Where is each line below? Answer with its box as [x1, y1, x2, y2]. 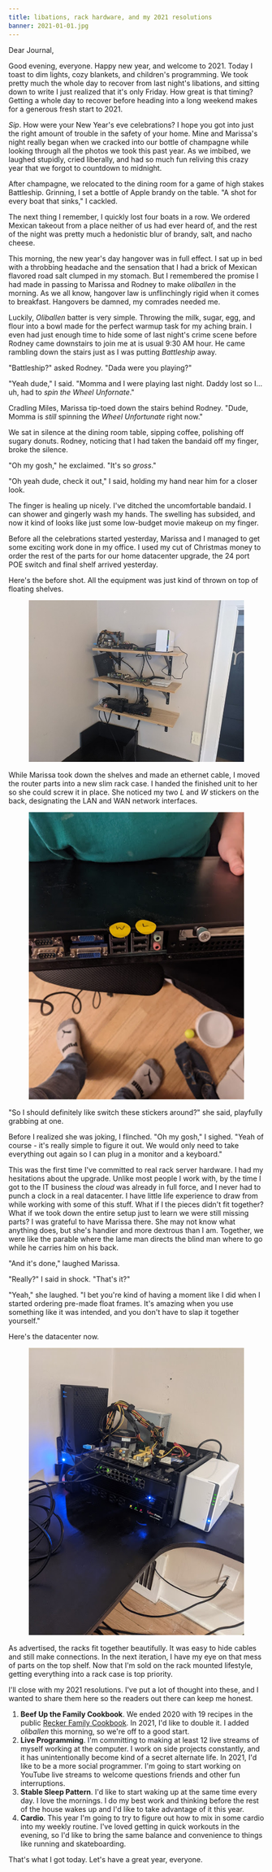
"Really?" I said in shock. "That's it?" [8, 1273, 131, 1284]
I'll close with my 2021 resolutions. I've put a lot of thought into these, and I [8, 1685, 259, 1695]
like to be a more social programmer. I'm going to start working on [19, 1761, 241, 1771]
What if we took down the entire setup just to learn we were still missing [8, 1208, 249, 1217]
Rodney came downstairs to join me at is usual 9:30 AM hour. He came [8, 338, 245, 348]
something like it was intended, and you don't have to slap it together [8, 1307, 240, 1317]
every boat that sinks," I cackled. [8, 196, 118, 206]
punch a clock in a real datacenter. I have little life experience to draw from [8, 1191, 258, 1200]
